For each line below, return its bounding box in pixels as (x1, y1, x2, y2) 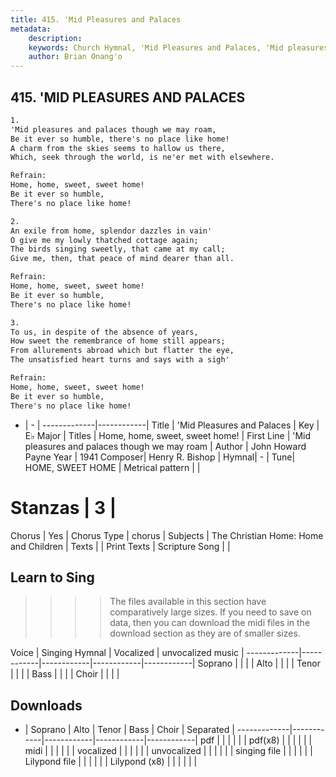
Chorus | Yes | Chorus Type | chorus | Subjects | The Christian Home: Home (10, 529, 324, 541)
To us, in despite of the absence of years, (10, 327, 199, 337)
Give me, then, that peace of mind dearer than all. (10, 254, 235, 264)
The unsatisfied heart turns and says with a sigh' (10, 355, 230, 365)
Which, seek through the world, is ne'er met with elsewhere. (10, 152, 275, 163)
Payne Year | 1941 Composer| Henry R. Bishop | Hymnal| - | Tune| (24, 451, 296, 463)
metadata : (10, 24, 52, 34)
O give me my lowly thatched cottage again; (10, 235, 199, 245)
